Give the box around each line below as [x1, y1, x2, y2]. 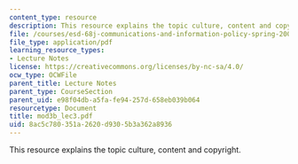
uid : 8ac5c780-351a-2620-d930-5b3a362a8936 [9, 121, 173, 129]
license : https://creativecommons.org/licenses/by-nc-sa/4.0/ [9, 63, 244, 72]
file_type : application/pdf [9, 37, 114, 47]
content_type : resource [9, 12, 98, 22]
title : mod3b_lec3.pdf [9, 112, 93, 121]
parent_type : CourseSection [9, 87, 114, 96]
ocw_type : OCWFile [9, 71, 77, 80]
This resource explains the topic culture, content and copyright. [9, 144, 241, 155]
